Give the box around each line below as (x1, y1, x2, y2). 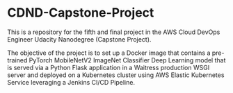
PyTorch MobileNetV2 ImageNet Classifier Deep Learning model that (29, 56, 226, 64)
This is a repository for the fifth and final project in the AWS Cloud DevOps (7, 28, 220, 36)
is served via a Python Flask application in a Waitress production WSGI (7, 63, 210, 71)
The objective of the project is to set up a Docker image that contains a (7, 49, 211, 57)
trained (7, 56, 28, 64)
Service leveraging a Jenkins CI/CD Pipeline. (7, 78, 136, 86)
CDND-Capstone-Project (7, 5, 154, 21)
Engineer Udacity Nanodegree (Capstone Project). (7, 35, 152, 43)
